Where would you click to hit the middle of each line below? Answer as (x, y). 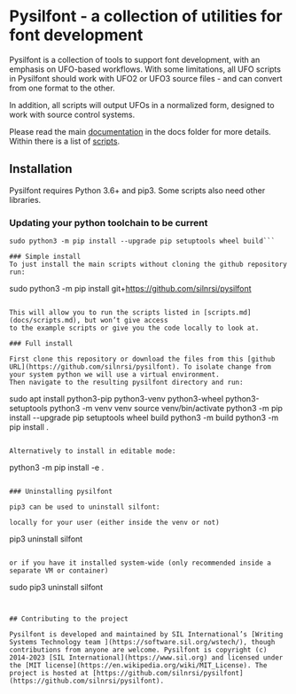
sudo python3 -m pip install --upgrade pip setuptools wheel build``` (142, 241)
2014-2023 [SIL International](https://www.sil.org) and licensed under (146, 658)
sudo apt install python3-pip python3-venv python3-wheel (117, 399)
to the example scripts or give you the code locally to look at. (134, 328)
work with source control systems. (72, 114)
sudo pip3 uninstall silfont (56, 588)
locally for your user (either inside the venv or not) (114, 523)
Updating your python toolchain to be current (109, 222)
